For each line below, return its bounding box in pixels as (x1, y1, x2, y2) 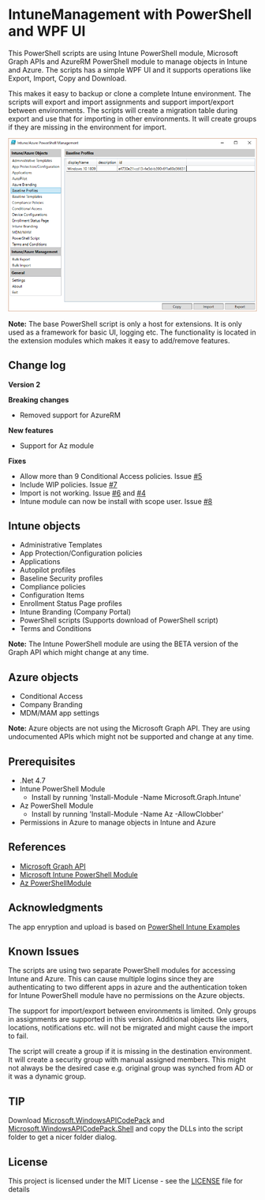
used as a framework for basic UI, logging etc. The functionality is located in (8, 327, 256, 337)
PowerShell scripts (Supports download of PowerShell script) (19, 615, 218, 625)
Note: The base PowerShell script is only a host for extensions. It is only (8, 319, 242, 328)
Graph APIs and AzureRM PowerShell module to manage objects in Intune (8, 57, 248, 66)
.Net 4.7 (19, 776, 46, 785)
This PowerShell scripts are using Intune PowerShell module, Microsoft (8, 48, 238, 58)
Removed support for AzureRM (19, 410, 121, 420)
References (8, 840, 66, 854)
